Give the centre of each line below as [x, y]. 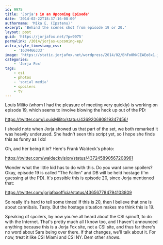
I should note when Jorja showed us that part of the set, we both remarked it [81, 129]
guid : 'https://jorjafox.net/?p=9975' [44, 37]
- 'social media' [31, 82]
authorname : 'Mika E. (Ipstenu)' [39, 23]
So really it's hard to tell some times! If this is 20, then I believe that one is [78, 202]
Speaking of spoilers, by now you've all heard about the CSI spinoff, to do [78, 217]
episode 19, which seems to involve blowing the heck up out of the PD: [76, 110]
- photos [23, 77]
